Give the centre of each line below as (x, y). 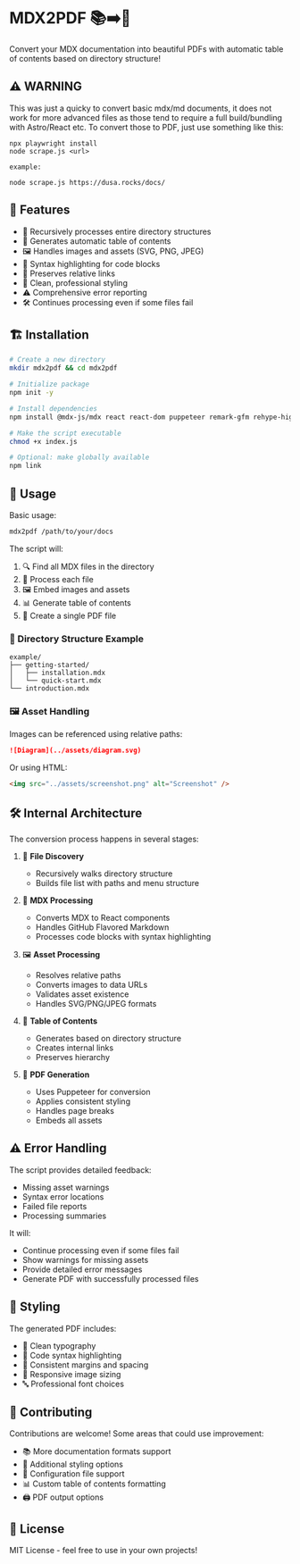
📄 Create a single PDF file (69, 615)
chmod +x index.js (43, 441)
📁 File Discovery (53, 856)
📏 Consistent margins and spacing (85, 1365)
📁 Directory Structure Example (77, 639)
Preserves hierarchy (72, 1057)
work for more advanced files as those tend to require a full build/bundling (146, 117)
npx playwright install (54, 143)
